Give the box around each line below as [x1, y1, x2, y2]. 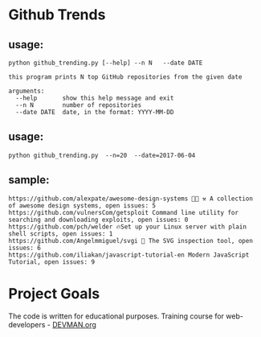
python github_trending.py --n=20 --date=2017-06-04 [8, 151, 196, 159]
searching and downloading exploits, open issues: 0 [8, 216, 189, 224]
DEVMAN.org [51, 319, 96, 329]
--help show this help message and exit [15, 94, 174, 102]
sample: [8, 173, 50, 187]
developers [8, 319, 46, 329]
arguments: [8, 87, 45, 95]
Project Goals [8, 284, 100, 302]
